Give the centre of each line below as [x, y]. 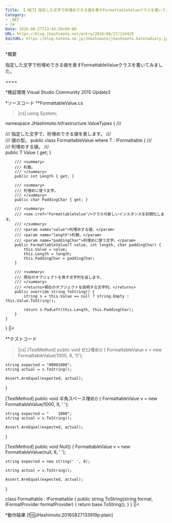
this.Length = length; [48, 254]
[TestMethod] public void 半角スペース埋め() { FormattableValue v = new [81, 398]
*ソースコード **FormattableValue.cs [44, 103]
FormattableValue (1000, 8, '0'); [50, 355]
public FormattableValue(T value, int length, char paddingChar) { [88, 245]
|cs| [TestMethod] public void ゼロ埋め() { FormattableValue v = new [90, 350]
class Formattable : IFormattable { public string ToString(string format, [79, 499]
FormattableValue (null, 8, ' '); [36, 452]
